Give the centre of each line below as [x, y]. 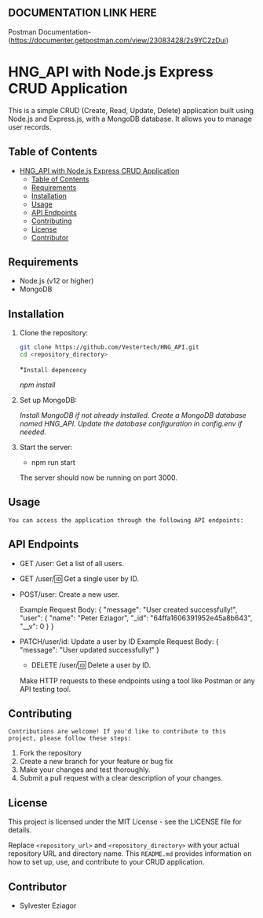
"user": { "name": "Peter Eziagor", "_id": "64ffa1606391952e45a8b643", [136, 618]
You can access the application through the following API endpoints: [126, 520]
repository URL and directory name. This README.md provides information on [130, 854]
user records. [30, 127]
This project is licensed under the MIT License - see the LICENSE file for [125, 822]
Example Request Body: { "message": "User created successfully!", [128, 609]
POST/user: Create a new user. [69, 594]
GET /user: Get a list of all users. [71, 563]
